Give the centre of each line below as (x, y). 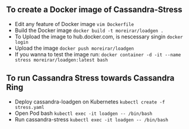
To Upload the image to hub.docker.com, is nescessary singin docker (99, 36)
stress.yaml (29, 107)
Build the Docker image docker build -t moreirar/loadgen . (89, 30)
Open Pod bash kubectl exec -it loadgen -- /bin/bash (84, 113)
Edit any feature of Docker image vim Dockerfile (74, 24)
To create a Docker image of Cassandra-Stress (94, 10)
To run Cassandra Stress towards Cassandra (90, 78)
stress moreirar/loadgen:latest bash (61, 60)
